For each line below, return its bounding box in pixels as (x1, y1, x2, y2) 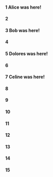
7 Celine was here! (5, 74, 45, 80)
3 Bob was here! (5, 27, 40, 33)
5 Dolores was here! (5, 50, 48, 56)
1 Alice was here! (5, 4, 41, 10)
